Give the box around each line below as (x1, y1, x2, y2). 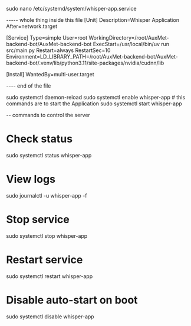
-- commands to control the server (6, 112, 90, 118)
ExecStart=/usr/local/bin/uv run (93, 41, 170, 47)
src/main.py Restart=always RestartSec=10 (6, 47, 111, 54)
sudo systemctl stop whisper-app (6, 232, 88, 239)
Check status (6, 133, 73, 146)
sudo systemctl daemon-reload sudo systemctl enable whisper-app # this (6, 94, 186, 101)
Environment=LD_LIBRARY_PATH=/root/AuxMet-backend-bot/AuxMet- (6, 53, 178, 60)
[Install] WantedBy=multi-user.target (6, 71, 94, 78)
